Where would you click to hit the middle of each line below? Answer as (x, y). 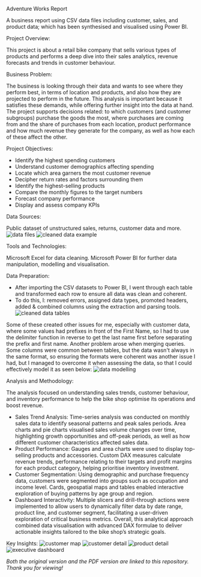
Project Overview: (28, 38)
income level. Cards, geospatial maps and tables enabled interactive (99, 487)
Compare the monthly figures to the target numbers (79, 192)
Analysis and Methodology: (40, 381)
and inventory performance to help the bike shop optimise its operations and (101, 399)
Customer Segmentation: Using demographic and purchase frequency (102, 474)
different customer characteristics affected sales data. (82, 443)
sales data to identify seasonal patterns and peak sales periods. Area (100, 423)
